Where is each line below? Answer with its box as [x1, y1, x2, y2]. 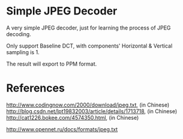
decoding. [6, 30, 31, 37]
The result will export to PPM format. [6, 60, 97, 67]
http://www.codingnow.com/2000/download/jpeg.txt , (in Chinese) [6, 101, 170, 108]
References [6, 81, 65, 95]
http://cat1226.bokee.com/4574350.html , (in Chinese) [6, 114, 139, 121]
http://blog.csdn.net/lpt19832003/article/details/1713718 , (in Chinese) [6, 107, 178, 115]
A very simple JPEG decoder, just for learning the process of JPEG [6, 24, 171, 31]
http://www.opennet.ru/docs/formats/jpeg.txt [6, 125, 118, 133]
